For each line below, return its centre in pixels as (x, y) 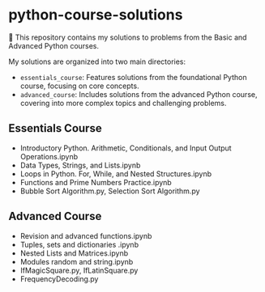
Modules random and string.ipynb (77, 261)
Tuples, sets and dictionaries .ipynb (79, 244)
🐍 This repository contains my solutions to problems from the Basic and (128, 37)
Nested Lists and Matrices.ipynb (74, 253)
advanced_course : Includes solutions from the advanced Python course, (139, 94)
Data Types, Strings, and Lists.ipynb (80, 165)
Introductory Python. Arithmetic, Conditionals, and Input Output (126, 148)
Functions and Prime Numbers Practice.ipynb (96, 182)
